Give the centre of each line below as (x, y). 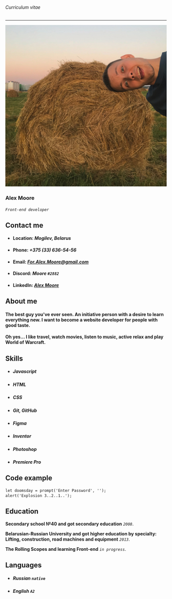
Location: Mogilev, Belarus (42, 238)
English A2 (24, 591)
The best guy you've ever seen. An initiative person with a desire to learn (84, 314)
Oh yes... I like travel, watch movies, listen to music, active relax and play (84, 337)
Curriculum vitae (23, 7)
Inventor (22, 436)
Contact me (24, 225)
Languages (24, 565)
